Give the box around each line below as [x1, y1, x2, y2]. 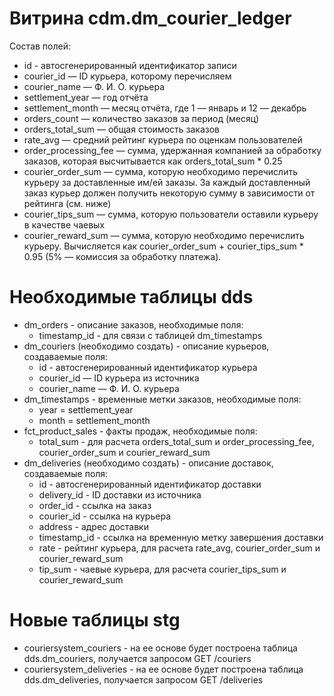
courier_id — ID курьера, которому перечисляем [23, 70, 232, 82]
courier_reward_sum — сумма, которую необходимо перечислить [23, 229, 305, 241]
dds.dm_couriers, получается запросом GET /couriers [23, 652, 252, 664]
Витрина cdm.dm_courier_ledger [9, 7, 292, 30]
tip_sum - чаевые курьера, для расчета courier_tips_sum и [38, 563, 287, 575]
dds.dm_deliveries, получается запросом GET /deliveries [23, 673, 264, 686]
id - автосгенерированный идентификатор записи [23, 59, 237, 71]
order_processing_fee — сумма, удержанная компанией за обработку [23, 144, 322, 156]
